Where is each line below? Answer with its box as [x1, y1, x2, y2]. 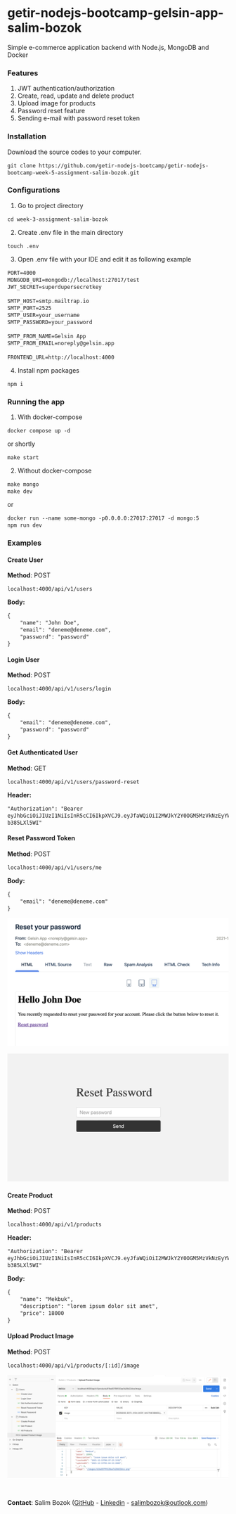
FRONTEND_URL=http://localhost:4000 [7, 354, 114, 361]
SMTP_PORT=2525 [7, 304, 52, 312]
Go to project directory [17, 201, 84, 210]
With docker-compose [17, 413, 83, 421]
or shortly [7, 440, 36, 448]
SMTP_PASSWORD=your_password [7, 319, 93, 326]
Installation [7, 131, 47, 141]
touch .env [7, 243, 39, 250]
